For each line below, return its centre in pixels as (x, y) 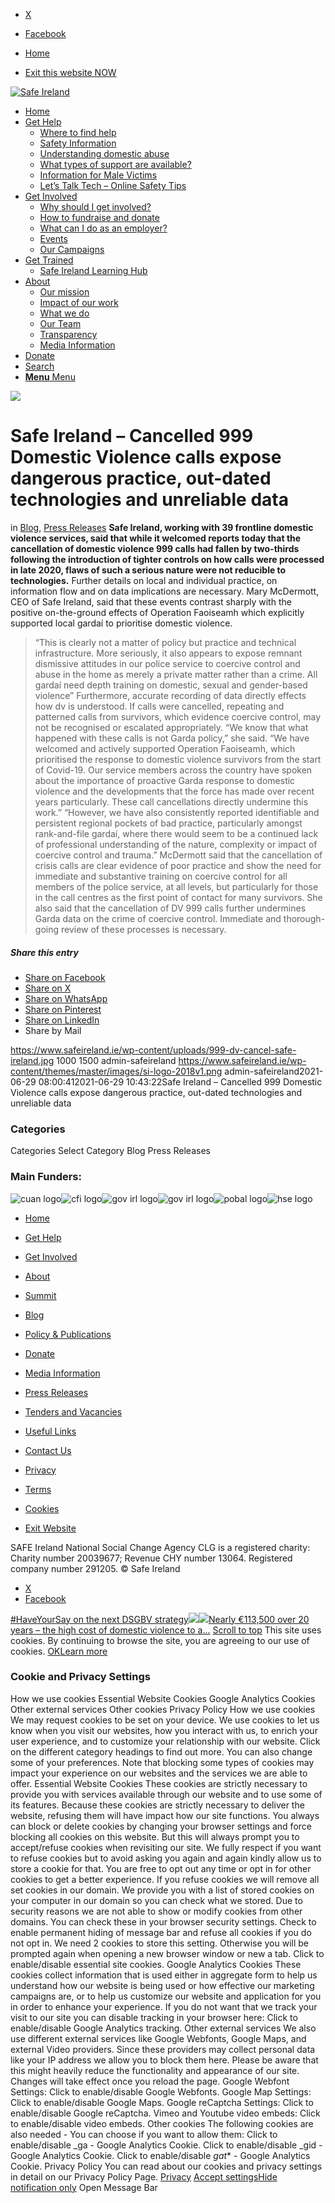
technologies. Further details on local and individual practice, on (144, 580)
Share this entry (44, 952)
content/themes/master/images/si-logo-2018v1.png (116, 1071)
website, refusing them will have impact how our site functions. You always (165, 1815)
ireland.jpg (32, 1060)
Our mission (64, 292)
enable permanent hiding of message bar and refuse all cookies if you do (161, 1932)
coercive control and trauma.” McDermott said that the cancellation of (178, 855)
